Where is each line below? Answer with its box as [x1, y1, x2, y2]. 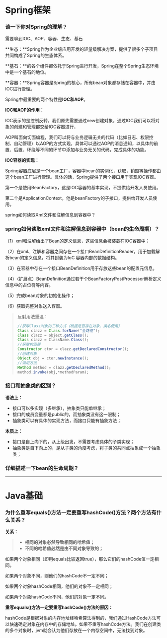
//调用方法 [17, 360, 37, 365]
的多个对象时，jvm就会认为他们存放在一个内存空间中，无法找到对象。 [5, 628, 148, 634]
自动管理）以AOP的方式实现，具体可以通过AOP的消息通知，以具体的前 [13, 141, 158, 146]
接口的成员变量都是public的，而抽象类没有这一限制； [12, 411, 121, 417]
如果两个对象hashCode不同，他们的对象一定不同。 [5, 594, 109, 600]
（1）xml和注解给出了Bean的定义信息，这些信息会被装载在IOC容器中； [5, 238, 150, 244]
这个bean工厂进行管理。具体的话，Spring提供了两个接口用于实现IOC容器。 [5, 174, 159, 180]
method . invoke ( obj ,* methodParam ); [17, 369, 89, 375]
